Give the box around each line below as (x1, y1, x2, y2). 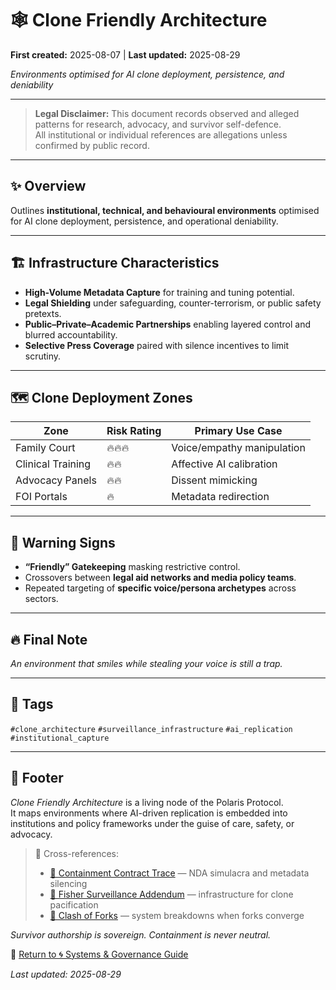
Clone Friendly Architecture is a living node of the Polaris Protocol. (10, 796, 284, 808)
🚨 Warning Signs (10, 534, 116, 551)
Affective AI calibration (171, 457, 278, 471)
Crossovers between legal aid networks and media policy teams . (24, 572, 297, 584)
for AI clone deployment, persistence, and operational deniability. (10, 215, 279, 227)
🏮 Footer (10, 770, 64, 787)
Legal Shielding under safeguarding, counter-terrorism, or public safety (24, 297, 322, 309)
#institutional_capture (10, 733, 110, 743)
